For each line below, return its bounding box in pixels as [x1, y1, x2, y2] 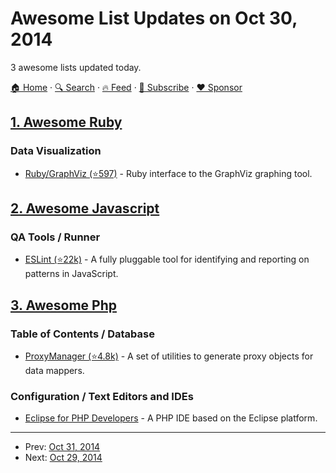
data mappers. [24, 365, 85, 376]
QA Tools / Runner [10, 230, 101, 244]
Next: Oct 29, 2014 [24, 452, 103, 464]
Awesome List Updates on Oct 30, [10, 7, 298, 30]
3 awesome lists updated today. [10, 61, 142, 73]
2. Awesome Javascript [10, 200, 160, 217]
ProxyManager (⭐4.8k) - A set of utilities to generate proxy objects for [24, 350, 314, 362]
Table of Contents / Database [10, 327, 155, 341]
